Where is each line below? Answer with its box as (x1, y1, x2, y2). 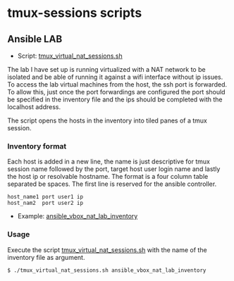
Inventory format (7, 141, 67, 151)
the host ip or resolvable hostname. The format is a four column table (7, 173, 209, 181)
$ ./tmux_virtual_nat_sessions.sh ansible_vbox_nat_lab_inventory (7, 266, 207, 274)
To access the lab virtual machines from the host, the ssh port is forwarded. (7, 80, 228, 89)
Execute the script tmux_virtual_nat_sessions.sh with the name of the (7, 245, 207, 254)
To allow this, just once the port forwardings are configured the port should (7, 88, 226, 96)
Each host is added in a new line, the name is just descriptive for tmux (7, 157, 210, 166)
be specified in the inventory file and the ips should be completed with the (7, 95, 223, 104)
